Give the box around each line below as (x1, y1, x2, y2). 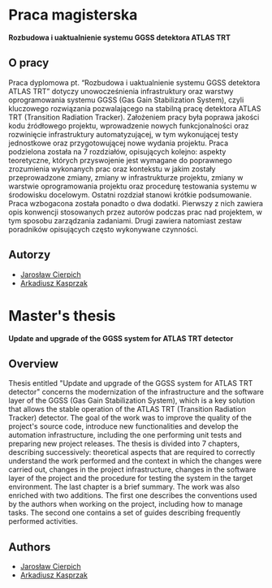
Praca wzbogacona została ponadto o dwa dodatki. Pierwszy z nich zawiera (8, 198, 264, 208)
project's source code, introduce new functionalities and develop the (8, 422, 239, 431)
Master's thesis (8, 306, 116, 325)
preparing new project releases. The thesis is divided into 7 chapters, (8, 439, 240, 448)
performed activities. (8, 517, 79, 526)
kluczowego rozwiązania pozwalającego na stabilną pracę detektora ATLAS (8, 103, 261, 113)
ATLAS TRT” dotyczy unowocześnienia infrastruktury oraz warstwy (8, 86, 234, 96)
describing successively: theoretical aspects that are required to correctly (8, 447, 256, 457)
